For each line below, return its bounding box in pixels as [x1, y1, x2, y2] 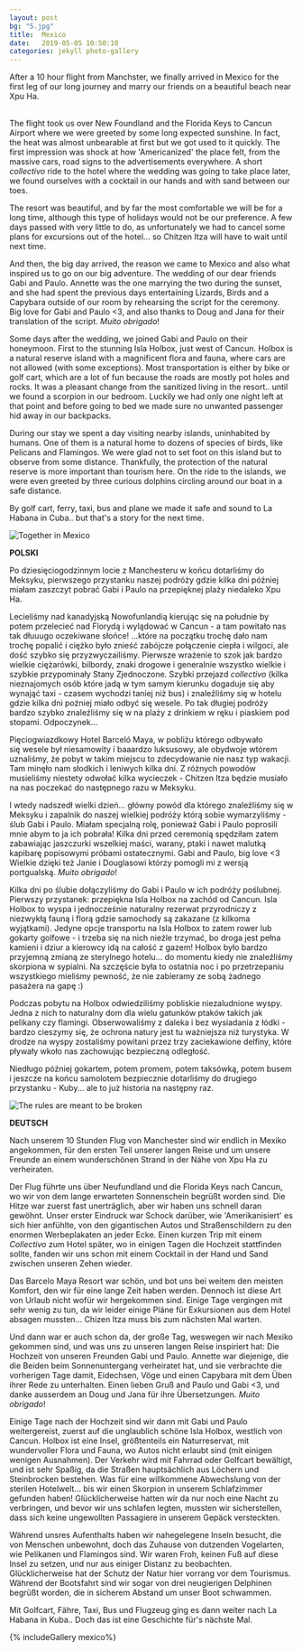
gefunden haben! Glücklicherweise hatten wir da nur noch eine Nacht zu [9, 1493, 279, 1504]
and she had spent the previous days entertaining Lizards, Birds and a [9, 287, 269, 298]
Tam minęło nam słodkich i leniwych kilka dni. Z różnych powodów [9, 763, 257, 774]
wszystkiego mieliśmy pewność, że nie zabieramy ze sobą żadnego [9, 971, 261, 982]
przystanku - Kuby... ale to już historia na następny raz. [9, 1083, 215, 1094]
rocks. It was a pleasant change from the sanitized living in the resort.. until [9, 381, 288, 393]
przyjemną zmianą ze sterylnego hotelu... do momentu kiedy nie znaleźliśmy [9, 952, 293, 963]
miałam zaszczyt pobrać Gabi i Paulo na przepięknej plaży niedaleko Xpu [9, 584, 281, 595]
